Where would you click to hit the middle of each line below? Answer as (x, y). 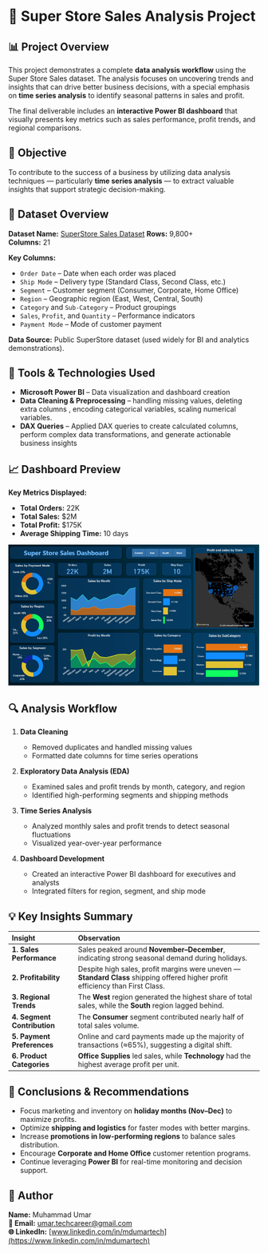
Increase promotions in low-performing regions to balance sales (128, 1136)
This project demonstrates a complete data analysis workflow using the (127, 70)
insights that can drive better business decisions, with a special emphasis (129, 87)
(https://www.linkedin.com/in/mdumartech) (79, 1241)
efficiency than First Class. (121, 986)
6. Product (30, 1056)
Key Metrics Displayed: (48, 493)
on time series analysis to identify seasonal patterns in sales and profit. (126, 95)
